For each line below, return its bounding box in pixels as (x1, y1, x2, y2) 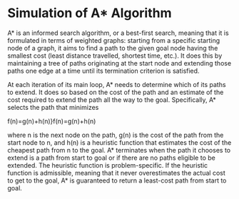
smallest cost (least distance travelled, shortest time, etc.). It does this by (7, 51, 223, 60)
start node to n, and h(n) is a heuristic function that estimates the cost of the (7, 138, 232, 147)
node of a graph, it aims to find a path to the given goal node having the (7, 44, 218, 52)
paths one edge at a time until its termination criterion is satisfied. (7, 66, 200, 75)
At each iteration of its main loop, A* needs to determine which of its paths (7, 80, 226, 88)
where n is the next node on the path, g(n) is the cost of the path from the (7, 131, 224, 139)
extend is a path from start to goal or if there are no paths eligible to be (7, 153, 215, 162)
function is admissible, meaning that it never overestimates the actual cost (7, 168, 226, 177)
